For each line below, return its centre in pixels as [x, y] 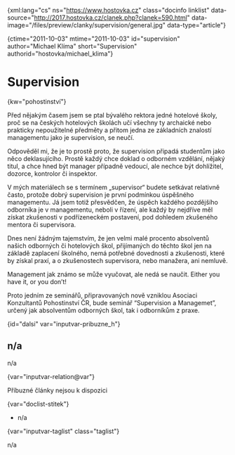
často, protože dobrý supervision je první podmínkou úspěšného [101, 194]
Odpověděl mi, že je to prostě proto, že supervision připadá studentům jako [116, 151]
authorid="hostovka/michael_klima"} [60, 53]
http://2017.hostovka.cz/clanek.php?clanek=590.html [110, 18]
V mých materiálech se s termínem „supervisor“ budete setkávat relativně [113, 187]
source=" [21, 18]
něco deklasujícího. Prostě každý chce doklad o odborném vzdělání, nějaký [116, 158]
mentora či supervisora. [42, 224]
